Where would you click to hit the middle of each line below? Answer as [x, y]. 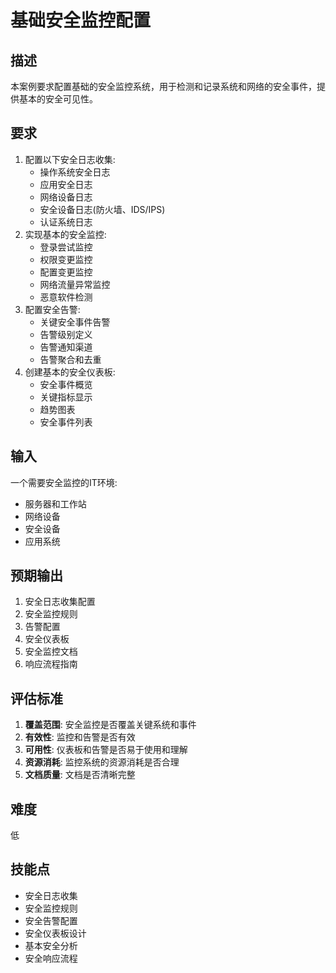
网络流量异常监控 [75, 284]
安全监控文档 [51, 652]
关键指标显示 [66, 397]
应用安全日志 [66, 184]
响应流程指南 [51, 664]
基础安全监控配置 [81, 20]
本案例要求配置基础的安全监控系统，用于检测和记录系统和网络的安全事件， [163, 86]
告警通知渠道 [66, 347]
